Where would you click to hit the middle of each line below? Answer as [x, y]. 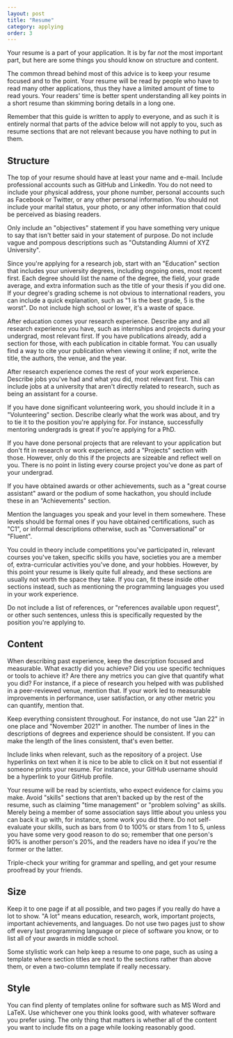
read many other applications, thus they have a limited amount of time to [111, 88]
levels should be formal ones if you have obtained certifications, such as [111, 521]
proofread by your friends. [45, 870]
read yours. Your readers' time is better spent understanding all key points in [117, 96]
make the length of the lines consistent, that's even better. [90, 740]
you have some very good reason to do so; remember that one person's [110, 834]
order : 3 [20, 33]
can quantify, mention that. [46, 705]
